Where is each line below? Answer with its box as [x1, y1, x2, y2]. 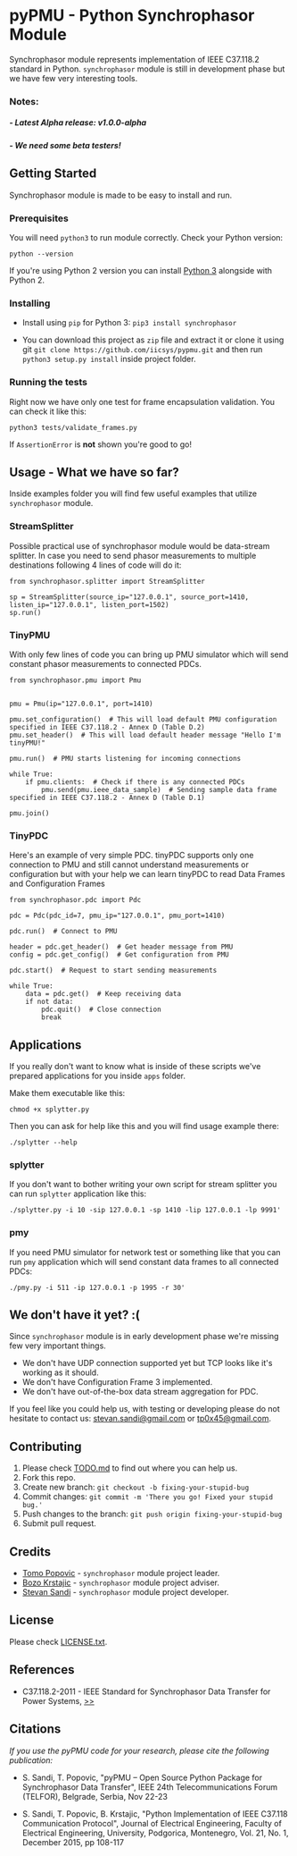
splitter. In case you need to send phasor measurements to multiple [9, 550, 257, 561]
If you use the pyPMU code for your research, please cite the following [9, 1745, 269, 1756]
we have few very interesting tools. [9, 72, 138, 83]
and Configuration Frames [9, 878, 105, 890]
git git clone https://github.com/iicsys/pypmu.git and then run [21, 344, 263, 355]
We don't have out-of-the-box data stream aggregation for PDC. [21, 1387, 259, 1397]
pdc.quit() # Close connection [41, 1005, 162, 1015]
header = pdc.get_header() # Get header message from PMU [9, 942, 234, 952]
